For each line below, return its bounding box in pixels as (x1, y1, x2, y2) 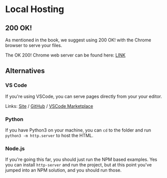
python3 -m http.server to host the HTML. (5, 132, 94, 138)
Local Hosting (5, 4, 64, 15)
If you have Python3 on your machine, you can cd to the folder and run (5, 127, 151, 133)
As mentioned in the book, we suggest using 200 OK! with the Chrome (5, 37, 151, 43)
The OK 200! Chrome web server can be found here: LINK (5, 52, 126, 58)
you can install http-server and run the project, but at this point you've (5, 162, 152, 168)
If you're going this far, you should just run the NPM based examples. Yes (5, 156, 157, 162)
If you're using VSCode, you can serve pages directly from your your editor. (5, 93, 162, 99)
